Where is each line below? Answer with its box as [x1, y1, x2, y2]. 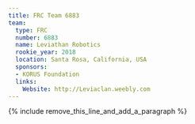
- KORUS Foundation [15, 70, 80, 78]
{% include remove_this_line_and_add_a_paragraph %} [8, 107, 188, 116]
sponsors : [15, 63, 48, 71]
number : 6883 [15, 33, 59, 42]
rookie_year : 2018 [15, 48, 77, 56]
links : [15, 77, 37, 85]
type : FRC [15, 26, 48, 34]
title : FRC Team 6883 [8, 11, 80, 20]
